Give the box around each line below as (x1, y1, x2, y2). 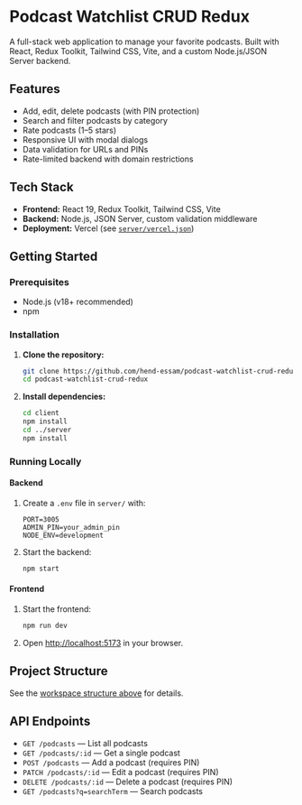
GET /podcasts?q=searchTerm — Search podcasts (22, 785, 203, 796)
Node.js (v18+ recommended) (22, 296, 133, 308)
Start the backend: (22, 546, 92, 557)
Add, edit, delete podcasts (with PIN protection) (22, 106, 200, 116)
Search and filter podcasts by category (22, 115, 169, 125)
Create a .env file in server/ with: (22, 497, 146, 508)
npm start (22, 564, 60, 573)
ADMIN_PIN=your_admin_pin (22, 523, 120, 532)
